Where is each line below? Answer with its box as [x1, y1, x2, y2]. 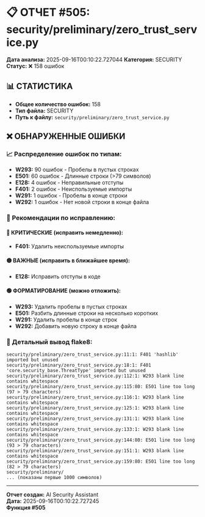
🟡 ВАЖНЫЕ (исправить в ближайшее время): [6, 257, 130, 264]
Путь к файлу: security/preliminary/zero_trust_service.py [15, 113, 170, 120]
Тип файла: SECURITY [15, 107, 74, 114]
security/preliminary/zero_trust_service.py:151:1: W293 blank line [6, 448, 184, 454]
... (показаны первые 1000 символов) [6, 475, 103, 481]
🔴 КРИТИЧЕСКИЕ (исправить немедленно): [6, 229, 123, 236]
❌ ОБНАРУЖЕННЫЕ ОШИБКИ [6, 131, 126, 142]
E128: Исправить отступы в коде [15, 273, 101, 280]
